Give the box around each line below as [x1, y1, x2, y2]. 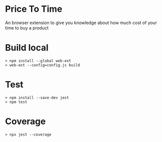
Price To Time [5, 3, 62, 15]
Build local [5, 42, 49, 54]
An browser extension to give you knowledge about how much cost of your [5, 20, 157, 26]
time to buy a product [5, 25, 49, 30]
